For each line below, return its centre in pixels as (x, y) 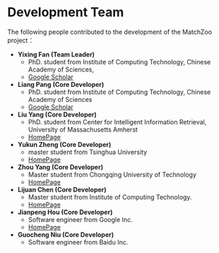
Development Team (66, 12)
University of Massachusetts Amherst (83, 129)
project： (21, 40)
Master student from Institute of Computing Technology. (110, 197)
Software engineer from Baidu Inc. (78, 242)
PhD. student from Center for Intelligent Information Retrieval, (117, 122)
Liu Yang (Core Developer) (57, 114)
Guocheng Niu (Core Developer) (66, 235)
